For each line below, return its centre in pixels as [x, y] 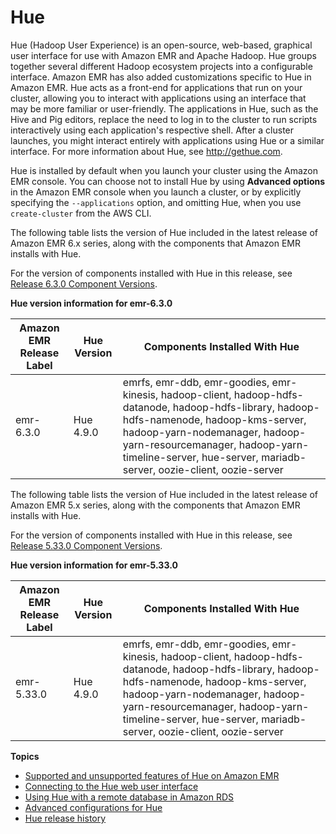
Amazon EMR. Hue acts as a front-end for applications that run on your [156, 87]
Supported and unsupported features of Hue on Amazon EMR [152, 775]
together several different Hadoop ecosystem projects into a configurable [161, 66]
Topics [25, 756]
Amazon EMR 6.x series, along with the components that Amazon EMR [155, 243]
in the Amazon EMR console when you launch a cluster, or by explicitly [156, 192]
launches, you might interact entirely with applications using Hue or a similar [167, 140]
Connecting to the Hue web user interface [111, 786]
